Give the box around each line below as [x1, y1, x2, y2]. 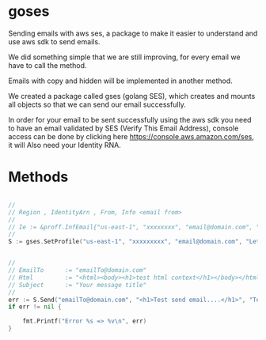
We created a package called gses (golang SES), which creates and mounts [8, 91, 256, 100]
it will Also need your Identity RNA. [8, 140, 121, 149]
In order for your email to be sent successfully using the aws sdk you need [8, 115, 252, 124]
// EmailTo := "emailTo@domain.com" [8, 266, 147, 274]
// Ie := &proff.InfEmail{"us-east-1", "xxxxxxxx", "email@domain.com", [8, 223, 253, 231]
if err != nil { [8, 303, 62, 311]
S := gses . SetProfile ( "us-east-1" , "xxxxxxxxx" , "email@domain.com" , [8, 238, 243, 246]
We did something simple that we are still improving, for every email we [8, 52, 241, 62]
